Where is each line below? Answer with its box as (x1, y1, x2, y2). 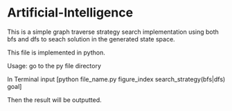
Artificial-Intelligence (7, 5, 134, 21)
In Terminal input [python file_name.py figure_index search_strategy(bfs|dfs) (7, 74, 226, 83)
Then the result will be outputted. (7, 95, 102, 104)
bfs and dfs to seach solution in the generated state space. (7, 34, 175, 43)
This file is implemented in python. (7, 48, 105, 57)
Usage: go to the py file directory (7, 61, 102, 70)
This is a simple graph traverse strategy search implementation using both (7, 28, 220, 36)
